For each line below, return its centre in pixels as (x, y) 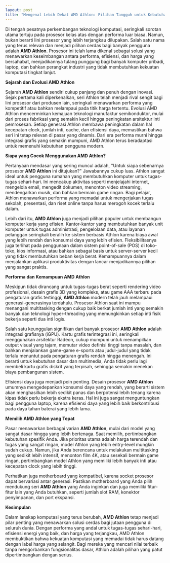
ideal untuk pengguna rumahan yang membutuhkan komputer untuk (76, 176)
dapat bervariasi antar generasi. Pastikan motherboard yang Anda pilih (79, 481)
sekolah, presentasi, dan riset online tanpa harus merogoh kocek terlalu (80, 203)
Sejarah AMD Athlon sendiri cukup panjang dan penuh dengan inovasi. (79, 92)
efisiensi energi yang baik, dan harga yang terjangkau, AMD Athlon (75, 533)
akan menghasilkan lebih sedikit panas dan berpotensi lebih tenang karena (83, 392)
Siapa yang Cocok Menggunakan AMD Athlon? (56, 156)
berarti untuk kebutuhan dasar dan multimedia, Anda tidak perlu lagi (76, 361)
